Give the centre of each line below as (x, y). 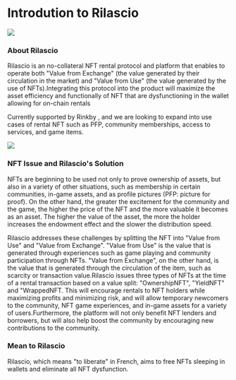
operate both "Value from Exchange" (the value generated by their (104, 73)
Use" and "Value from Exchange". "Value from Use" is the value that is (109, 245)
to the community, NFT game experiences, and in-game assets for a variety (117, 305)
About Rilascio (33, 50)
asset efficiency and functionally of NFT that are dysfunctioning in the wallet (118, 96)
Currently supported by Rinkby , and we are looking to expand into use (110, 117)
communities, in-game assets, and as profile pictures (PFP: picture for (109, 194)
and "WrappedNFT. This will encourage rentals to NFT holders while (106, 290)
